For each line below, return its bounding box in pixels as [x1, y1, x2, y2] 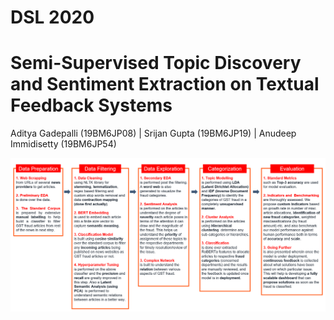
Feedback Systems [10, 94, 173, 117]
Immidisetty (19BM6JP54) [10, 138, 117, 150]
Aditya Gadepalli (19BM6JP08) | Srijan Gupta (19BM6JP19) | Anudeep [10, 127, 297, 140]
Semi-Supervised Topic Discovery [10, 52, 302, 75]
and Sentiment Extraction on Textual [10, 73, 320, 96]
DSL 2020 [10, 6, 95, 29]
